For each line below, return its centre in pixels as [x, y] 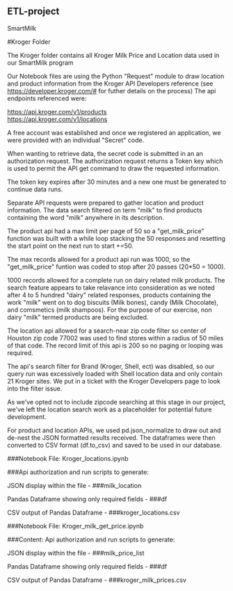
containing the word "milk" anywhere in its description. [86, 217]
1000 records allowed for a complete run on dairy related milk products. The [116, 280]
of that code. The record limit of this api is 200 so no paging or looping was [115, 345]
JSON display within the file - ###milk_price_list [76, 553]
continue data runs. [35, 189]
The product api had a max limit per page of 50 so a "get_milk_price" [106, 231]
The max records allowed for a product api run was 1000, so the [99, 259]
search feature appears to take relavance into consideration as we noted [111, 287]
